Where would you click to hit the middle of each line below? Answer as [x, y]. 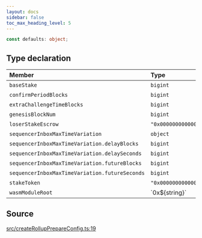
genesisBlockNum [32, 114]
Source [20, 214]
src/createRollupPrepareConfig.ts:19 [51, 228]
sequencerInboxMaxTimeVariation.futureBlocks [75, 163]
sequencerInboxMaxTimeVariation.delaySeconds [75, 154]
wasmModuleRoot [31, 193]
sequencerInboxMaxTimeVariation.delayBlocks [74, 144]
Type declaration [38, 58]
